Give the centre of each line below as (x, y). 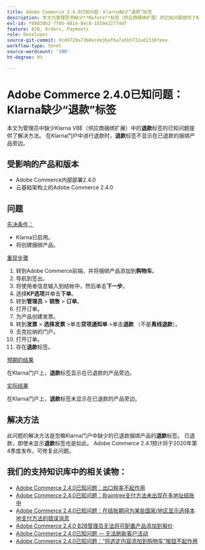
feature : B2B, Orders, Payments (48, 29)
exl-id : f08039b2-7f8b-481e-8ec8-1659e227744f (67, 23)
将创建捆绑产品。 (37, 245)
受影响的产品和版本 (43, 164)
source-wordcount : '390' (38, 52)
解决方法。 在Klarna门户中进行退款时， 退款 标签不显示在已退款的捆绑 (104, 135)
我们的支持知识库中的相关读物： (67, 472)
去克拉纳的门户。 (37, 332)
